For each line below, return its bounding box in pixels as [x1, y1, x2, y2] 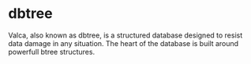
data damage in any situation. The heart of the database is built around [8, 38, 239, 48]
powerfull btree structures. [8, 47, 96, 56]
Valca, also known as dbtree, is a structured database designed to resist [8, 30, 243, 40]
